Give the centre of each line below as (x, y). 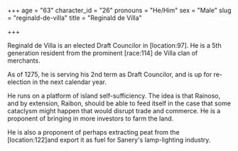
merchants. (24, 61)
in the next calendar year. (70, 82)
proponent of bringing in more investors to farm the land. (91, 118)
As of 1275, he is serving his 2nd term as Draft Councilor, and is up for (110, 74)
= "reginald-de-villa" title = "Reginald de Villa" (75, 18)
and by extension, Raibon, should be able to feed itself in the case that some (119, 103)
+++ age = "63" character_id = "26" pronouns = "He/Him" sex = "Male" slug (119, 10)
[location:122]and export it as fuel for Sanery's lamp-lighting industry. (109, 140)
